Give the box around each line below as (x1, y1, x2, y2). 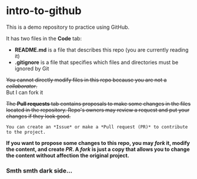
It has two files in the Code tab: (6, 35, 82, 42)
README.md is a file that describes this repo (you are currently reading (14, 46, 189, 53)
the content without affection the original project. (6, 151, 129, 159)
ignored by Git (14, 65, 49, 72)
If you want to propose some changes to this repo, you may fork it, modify (6, 139, 190, 146)
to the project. (6, 129, 46, 135)
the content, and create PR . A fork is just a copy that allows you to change (6, 146, 190, 153)
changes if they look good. (6, 113, 71, 120)
